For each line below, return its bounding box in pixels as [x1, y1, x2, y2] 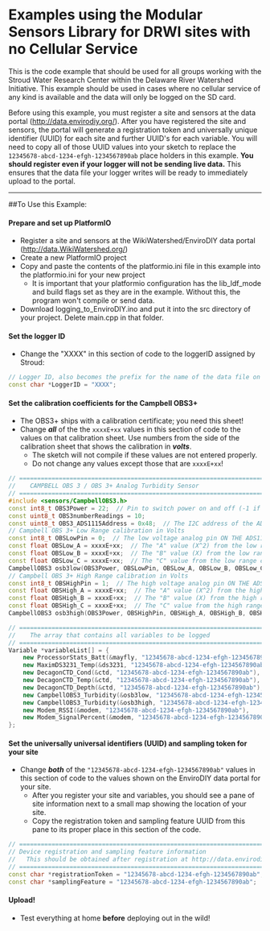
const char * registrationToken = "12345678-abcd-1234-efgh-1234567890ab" [8, 870, 261, 879]
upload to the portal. [8, 176, 76, 186]
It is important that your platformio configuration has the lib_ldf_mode [31, 279, 262, 288]
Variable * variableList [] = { [8, 646, 110, 654]
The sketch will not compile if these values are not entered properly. [31, 450, 258, 460]
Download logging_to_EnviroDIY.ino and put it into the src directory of [19, 304, 251, 314]
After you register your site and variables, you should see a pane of [31, 791, 256, 801]
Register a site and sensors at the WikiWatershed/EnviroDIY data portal [19, 236, 256, 246]
